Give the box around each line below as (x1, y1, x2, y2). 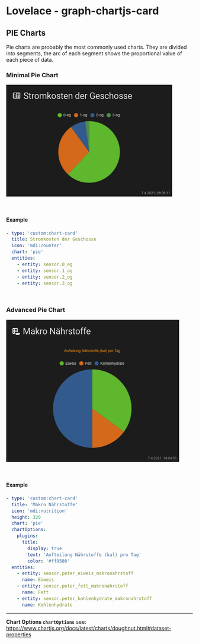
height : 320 (11, 514, 41, 520)
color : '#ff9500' (27, 558, 70, 564)
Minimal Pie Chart (6, 71, 59, 79)
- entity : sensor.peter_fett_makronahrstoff (17, 583, 129, 589)
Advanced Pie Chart (6, 306, 65, 314)
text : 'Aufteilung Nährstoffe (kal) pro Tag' (27, 551, 142, 558)
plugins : (17, 533, 38, 539)
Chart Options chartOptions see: (6, 618, 87, 625)
